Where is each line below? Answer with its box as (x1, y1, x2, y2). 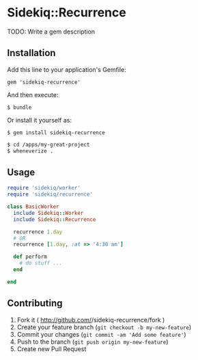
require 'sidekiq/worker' (7, 185, 81, 192)
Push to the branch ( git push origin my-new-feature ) (16, 337, 169, 346)
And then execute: (7, 90, 59, 99)
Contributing (7, 298, 63, 309)
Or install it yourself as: (7, 116, 72, 124)
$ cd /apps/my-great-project (7, 141, 90, 148)
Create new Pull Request (16, 344, 87, 353)
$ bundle (7, 104, 32, 111)
